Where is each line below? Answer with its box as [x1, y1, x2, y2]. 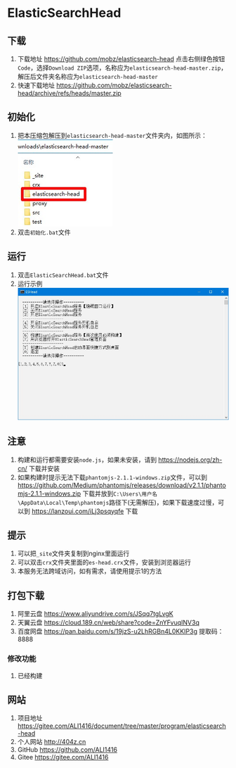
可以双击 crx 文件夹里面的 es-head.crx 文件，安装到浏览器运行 [17, 558, 192, 567]
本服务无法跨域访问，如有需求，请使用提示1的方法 [17, 567, 162, 575]
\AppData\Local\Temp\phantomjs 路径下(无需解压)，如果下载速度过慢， [17, 498, 218, 506]
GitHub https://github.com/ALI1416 [17, 745, 118, 754]
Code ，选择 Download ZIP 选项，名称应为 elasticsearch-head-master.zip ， [17, 63, 227, 72]
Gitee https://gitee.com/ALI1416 [17, 753, 109, 762]
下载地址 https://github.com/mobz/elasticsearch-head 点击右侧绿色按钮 [17, 55, 225, 63]
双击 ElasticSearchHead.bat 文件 [17, 270, 109, 279]
